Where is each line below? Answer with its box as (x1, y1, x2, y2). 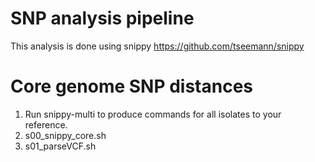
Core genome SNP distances (10, 75, 254, 98)
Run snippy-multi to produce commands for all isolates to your (24, 108, 282, 120)
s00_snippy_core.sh (24, 129, 107, 141)
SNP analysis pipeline (10, 7, 195, 30)
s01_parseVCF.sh (24, 140, 97, 152)
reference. (24, 118, 68, 131)
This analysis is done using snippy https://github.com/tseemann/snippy (10, 40, 305, 52)
